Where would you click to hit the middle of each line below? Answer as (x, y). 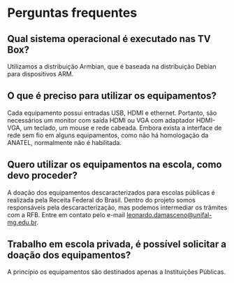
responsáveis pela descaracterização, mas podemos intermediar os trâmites (117, 207)
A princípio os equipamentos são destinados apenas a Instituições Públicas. (116, 272)
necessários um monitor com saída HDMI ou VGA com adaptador (101, 120)
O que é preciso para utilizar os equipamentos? (112, 96)
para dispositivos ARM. (41, 74)
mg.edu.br (22, 222)
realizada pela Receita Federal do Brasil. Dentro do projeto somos (101, 200)
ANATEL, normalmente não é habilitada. (65, 142)
